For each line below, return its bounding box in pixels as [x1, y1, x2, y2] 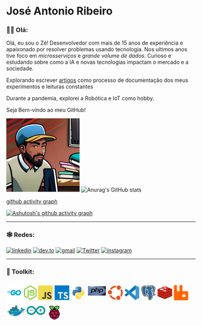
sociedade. [6, 65, 34, 72]
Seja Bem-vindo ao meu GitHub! [6, 107, 86, 114]
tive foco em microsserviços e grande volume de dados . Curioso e [6, 52, 171, 60]
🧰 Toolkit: [6, 267, 35, 275]
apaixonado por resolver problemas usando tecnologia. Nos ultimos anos [6, 46, 188, 53]
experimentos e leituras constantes [6, 83, 94, 90]
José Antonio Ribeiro [6, 4, 113, 18]
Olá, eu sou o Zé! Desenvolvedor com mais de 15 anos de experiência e [6, 39, 183, 46]
